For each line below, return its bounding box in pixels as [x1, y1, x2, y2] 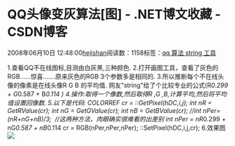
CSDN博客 [7, 24, 68, 40]
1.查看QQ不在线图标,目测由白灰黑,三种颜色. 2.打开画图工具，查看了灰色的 [7, 63, 219, 72]
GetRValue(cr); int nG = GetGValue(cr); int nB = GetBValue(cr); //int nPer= [7, 106, 221, 114]
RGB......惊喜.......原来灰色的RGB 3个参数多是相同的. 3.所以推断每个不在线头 [7, 72, 224, 81]
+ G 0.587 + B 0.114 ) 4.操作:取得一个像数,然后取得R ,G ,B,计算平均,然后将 [7, 89, 215, 98]
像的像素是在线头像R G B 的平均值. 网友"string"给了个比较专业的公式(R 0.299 [7, 81, 229, 89]
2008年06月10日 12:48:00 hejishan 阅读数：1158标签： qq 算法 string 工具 [7, 48, 217, 57]
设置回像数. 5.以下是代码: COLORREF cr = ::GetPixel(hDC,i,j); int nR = [13, 98, 212, 107]
